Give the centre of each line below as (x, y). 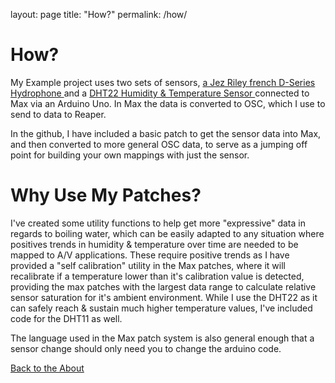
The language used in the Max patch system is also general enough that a (162, 338)
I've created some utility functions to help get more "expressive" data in (158, 223)
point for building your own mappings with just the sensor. (130, 155)
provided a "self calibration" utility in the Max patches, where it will (148, 265)
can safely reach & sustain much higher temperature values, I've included (161, 308)
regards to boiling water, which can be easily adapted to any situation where (167, 233)
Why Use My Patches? (106, 195)
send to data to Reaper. (58, 114)
